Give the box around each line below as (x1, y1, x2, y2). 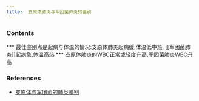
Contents (6, 28, 35, 37)
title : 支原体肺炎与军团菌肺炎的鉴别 (6, 8, 92, 15)
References (6, 74, 41, 82)
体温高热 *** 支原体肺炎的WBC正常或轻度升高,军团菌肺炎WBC (33, 51, 188, 58)
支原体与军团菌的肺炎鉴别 (15, 88, 79, 96)
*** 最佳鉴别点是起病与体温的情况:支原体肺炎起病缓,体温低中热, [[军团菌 (6, 43, 186, 50)
